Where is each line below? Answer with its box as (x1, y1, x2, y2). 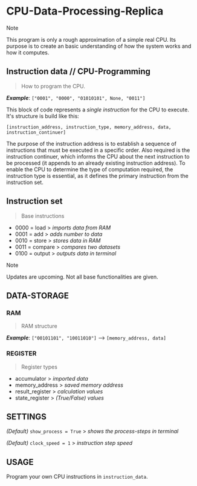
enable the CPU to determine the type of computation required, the (6, 165, 173, 173)
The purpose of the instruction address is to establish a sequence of (6, 140, 177, 147)
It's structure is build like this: (6, 112, 80, 119)
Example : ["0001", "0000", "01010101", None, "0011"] (6, 94, 146, 101)
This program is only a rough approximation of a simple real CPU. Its (6, 36, 176, 43)
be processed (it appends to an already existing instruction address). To (6, 159, 186, 166)
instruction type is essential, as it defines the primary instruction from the (6, 172, 189, 179)
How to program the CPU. (21, 82, 86, 90)
